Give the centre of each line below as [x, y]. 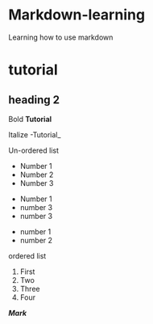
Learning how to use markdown [61, 37]
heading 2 [34, 100]
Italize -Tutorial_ [35, 134]
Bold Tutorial [30, 119]
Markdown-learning [77, 15]
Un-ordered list [33, 150]
